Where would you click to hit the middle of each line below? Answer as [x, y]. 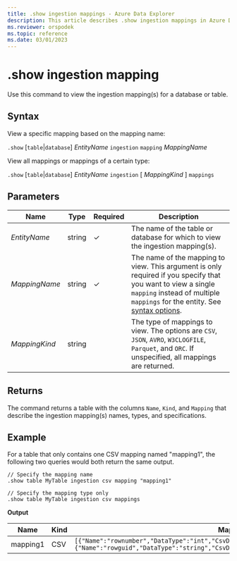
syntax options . [157, 310]
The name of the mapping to [178, 257]
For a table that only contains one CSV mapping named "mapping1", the [111, 455]
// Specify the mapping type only [58, 493]
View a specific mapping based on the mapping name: [86, 133]
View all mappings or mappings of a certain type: [79, 161]
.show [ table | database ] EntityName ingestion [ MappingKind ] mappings [111, 174]
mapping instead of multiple [176, 292]
